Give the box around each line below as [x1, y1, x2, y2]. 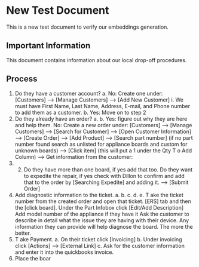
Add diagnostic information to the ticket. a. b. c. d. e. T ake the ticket [14, 191, 184, 198]
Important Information [6, 41, 91, 51]
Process [6, 74, 38, 84]
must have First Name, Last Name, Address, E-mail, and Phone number [14, 102, 190, 109]
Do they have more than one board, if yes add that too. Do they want [23, 165, 193, 173]
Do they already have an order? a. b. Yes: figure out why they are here [14, 115, 188, 122]
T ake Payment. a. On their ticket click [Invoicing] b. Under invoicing [14, 235, 182, 243]
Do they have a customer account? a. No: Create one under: [14, 90, 163, 97]
